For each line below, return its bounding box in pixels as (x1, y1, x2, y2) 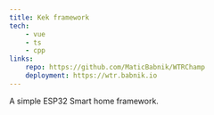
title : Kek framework (9, 12, 90, 22)
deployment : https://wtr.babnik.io (25, 71, 158, 80)
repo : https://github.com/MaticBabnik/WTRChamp (25, 63, 205, 72)
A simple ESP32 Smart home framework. (9, 95, 159, 106)
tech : (9, 21, 29, 30)
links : (9, 54, 34, 63)
